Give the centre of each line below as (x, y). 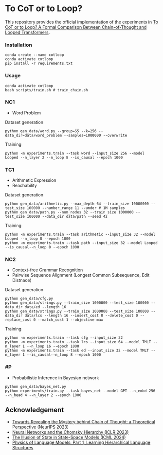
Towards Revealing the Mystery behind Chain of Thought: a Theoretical (84, 421)
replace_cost (18, 320)
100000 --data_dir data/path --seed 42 (67, 217)
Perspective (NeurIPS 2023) (40, 427)
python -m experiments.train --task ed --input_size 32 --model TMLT (77, 350)
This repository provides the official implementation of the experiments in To (81, 22)
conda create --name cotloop (35, 55)
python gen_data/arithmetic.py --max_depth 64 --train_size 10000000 (77, 204)
